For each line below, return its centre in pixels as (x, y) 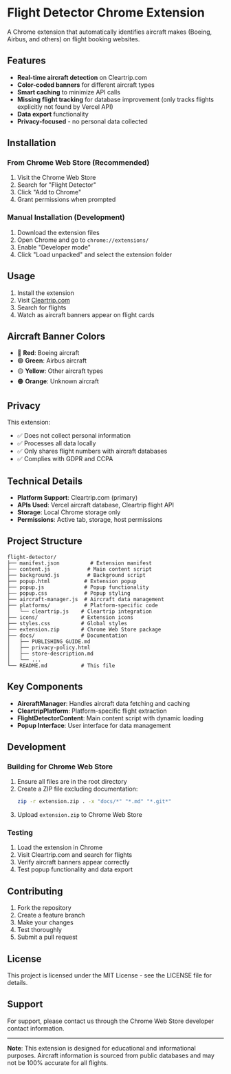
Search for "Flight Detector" (57, 185)
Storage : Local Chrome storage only (69, 512)
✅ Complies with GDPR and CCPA (65, 459)
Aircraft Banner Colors (56, 336)
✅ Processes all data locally (56, 443)
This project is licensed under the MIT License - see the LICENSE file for (109, 975)
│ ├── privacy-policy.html (49, 647)
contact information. (36, 1028)
